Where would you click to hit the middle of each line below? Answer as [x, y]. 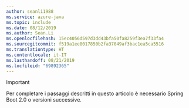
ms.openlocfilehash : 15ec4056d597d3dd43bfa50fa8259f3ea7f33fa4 [85, 39]
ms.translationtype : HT [35, 50]
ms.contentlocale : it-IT [36, 55]
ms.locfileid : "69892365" [38, 66]
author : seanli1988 [30, 11]
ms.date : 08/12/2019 [31, 28]
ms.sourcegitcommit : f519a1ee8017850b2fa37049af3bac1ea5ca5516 [85, 44]
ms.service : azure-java [35, 17]
